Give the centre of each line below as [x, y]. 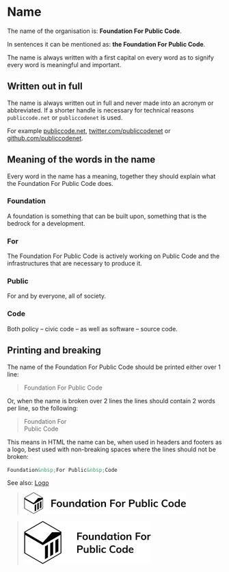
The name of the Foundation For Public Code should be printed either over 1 [114, 367]
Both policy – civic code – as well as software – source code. [92, 329]
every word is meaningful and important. [64, 64]
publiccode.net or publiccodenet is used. [65, 117]
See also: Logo [28, 483]
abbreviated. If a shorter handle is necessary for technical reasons [100, 110]
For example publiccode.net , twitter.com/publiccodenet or [89, 130]
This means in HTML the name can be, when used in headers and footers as [114, 442]
